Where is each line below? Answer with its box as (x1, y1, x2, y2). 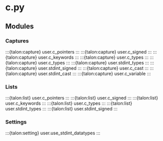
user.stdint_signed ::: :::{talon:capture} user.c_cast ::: (38, 65, 149, 71)
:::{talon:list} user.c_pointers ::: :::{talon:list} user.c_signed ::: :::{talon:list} (5, 95, 158, 101)
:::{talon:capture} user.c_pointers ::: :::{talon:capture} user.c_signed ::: (5, 49, 152, 55)
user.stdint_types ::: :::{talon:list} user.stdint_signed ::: (5, 106, 118, 112)
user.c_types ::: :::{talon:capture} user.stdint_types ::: (38, 59, 149, 65)
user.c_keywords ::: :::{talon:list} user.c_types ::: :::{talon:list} (5, 100, 132, 106)
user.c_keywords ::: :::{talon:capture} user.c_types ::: (38, 54, 149, 60)
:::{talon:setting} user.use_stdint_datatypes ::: (5, 130, 101, 136)
